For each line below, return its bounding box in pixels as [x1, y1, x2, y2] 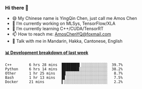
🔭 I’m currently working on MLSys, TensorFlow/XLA [12, 20, 116, 26]
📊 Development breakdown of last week [5, 50, 89, 55]
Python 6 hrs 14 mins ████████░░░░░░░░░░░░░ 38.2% [5, 67, 123, 71]
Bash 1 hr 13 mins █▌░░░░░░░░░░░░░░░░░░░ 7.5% [5, 75, 123, 80]
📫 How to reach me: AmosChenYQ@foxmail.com [12, 31, 111, 37]
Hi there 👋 [5, 4, 29, 11]
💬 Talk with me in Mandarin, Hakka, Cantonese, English [12, 38, 123, 44]
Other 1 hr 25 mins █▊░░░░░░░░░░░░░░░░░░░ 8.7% [5, 71, 123, 76]
